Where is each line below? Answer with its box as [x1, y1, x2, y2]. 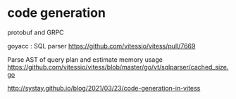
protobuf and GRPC [7, 28, 65, 37]
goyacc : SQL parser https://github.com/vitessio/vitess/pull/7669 [7, 41, 196, 50]
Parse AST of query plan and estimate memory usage [7, 55, 163, 64]
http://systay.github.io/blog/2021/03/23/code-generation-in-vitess [7, 84, 201, 92]
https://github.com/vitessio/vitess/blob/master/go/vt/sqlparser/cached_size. [7, 62, 229, 71]
